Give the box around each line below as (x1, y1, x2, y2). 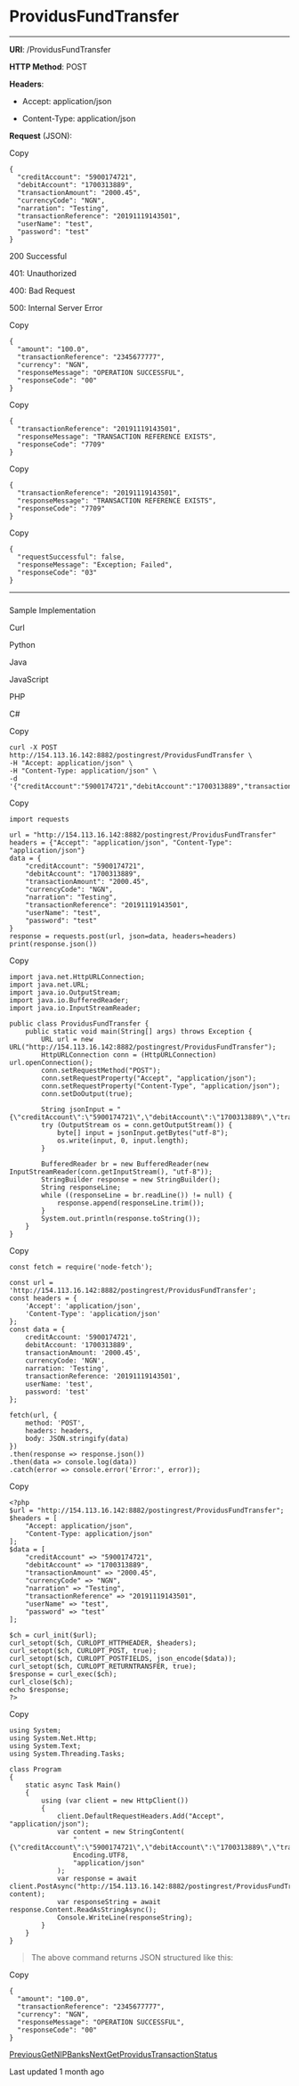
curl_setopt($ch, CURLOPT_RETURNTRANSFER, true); (9, 1662, 198, 1671)
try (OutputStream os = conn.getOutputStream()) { (41, 1120, 233, 1129)
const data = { (9, 1325, 66, 1334)
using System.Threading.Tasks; (9, 1749, 125, 1758)
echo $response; (9, 1685, 69, 1694)
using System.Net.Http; (9, 1733, 98, 1743)
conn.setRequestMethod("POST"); (41, 1066, 162, 1075)
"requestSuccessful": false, (17, 552, 125, 561)
